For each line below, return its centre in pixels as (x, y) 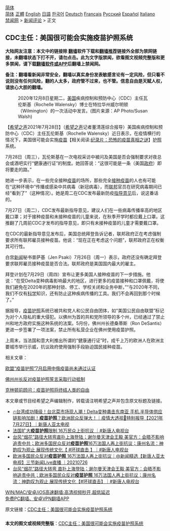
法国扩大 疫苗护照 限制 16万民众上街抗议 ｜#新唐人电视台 (71, 430)
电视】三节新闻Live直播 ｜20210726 (50, 462)
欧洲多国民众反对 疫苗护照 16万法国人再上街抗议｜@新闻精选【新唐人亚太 (89, 456)
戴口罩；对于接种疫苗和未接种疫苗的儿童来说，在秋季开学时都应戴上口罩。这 (85, 216)
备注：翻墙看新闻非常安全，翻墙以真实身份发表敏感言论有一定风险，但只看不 (85, 74)
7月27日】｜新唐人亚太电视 (41, 424)
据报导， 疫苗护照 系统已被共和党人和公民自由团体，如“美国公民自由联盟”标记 (85, 310)
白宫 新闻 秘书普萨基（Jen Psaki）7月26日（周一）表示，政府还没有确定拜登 (83, 257)
